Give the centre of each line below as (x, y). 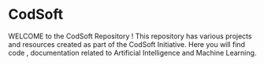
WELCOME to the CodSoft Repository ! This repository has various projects (130, 36)
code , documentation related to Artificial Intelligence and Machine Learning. (132, 52)
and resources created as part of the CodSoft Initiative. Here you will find (127, 44)
